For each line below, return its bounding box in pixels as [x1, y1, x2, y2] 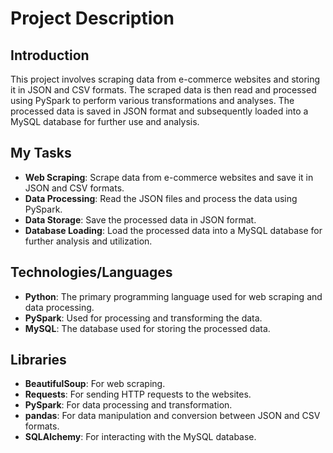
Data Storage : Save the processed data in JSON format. [24, 213, 257, 226]
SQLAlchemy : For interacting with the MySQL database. [24, 431, 257, 443]
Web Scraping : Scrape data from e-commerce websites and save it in [24, 171, 314, 183]
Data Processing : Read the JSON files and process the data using [24, 192, 298, 204]
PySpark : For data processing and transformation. [24, 399, 233, 411]
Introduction [10, 47, 90, 64]
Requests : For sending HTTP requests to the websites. [24, 388, 252, 401]
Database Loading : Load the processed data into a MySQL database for [24, 224, 323, 236]
